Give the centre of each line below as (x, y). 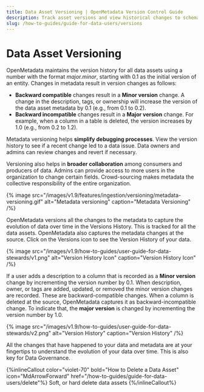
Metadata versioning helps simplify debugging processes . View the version (102, 139)
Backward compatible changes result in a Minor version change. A (100, 95)
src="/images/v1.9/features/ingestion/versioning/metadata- (107, 195)
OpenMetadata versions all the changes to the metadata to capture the (95, 220)
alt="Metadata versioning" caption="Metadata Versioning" (118, 202)
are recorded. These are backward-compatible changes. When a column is (100, 296)
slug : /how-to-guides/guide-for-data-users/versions (74, 23)
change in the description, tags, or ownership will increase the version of (106, 102)
